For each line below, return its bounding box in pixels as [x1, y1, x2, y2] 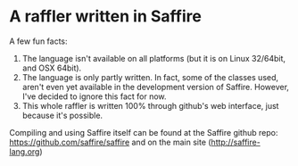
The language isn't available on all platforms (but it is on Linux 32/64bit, [21, 53, 286, 63]
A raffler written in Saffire [9, 6, 203, 27]
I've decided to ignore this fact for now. [21, 91, 167, 102]
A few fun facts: [9, 36, 69, 46]
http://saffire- [211, 137, 261, 147]
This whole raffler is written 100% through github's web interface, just [21, 100, 279, 111]
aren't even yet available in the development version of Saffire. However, [21, 81, 290, 92]
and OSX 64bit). [21, 62, 82, 73]
